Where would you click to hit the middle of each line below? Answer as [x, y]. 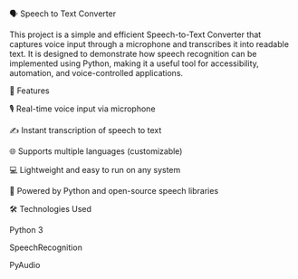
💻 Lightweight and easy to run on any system [95, 170]
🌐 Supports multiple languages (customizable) [96, 151]
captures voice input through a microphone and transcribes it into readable [149, 44]
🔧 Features [29, 91]
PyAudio [25, 265]
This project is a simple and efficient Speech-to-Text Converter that [135, 34]
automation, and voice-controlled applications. [96, 73]
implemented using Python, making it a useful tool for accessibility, [135, 63]
